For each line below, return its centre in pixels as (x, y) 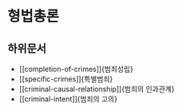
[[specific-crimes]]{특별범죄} (66, 79)
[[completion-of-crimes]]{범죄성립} (76, 69)
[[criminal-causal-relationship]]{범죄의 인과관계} (97, 89)
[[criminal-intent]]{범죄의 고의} (68, 99)
